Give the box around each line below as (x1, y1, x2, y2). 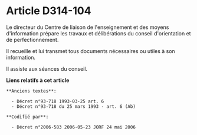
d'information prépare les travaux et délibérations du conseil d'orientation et (6, 29, 191, 37)
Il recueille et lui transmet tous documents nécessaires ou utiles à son (6, 47, 175, 54)
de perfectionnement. (6, 36, 59, 43)
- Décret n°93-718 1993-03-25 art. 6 (11, 98, 104, 104)
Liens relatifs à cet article (6, 77, 70, 84)
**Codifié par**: (6, 114, 49, 120)
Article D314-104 (6, 4, 91, 18)
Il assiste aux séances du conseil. (6, 65, 87, 72)
